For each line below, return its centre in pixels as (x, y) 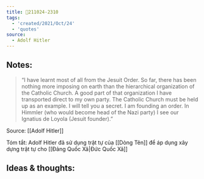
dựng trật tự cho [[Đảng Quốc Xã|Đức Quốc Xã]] (67, 149)
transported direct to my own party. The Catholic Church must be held (110, 99)
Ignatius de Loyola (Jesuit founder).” (67, 119)
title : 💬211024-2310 (33, 12)
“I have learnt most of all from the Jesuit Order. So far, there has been (109, 79)
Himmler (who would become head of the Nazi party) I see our (100, 112)
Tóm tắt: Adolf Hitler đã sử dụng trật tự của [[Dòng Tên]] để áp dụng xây (97, 142)
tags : (13, 18)
